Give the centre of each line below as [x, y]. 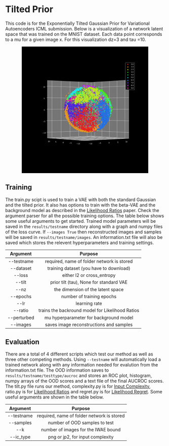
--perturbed [21, 317]
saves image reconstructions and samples [89, 325]
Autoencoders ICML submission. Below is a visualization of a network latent [84, 28]
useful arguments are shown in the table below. [55, 397]
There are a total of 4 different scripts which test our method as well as [79, 354]
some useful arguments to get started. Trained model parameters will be [80, 221]
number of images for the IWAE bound [81, 430]
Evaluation [22, 342]
